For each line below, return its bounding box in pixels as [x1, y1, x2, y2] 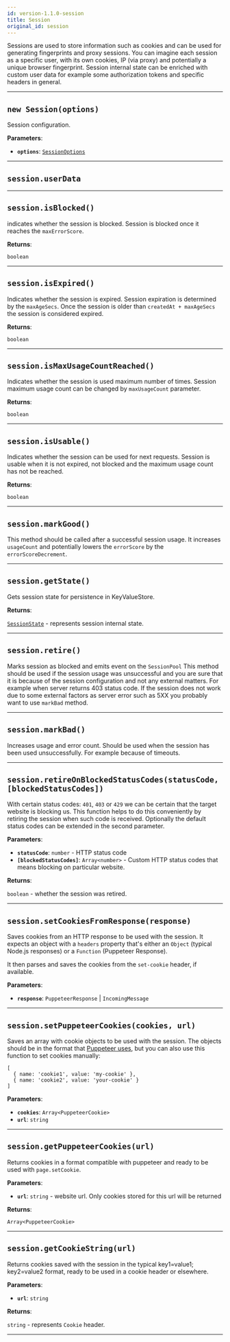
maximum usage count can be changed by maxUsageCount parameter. [7, 385, 201, 393]
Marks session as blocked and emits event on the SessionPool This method [7, 662, 219, 670]
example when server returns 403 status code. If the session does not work [7, 683, 221, 692]
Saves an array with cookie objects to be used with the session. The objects [7, 1036, 222, 1045]
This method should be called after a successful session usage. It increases [7, 535, 221, 544]
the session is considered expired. [7, 309, 104, 317]
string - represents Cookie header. [7, 1320, 105, 1328]
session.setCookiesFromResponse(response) [7, 916, 192, 926]
